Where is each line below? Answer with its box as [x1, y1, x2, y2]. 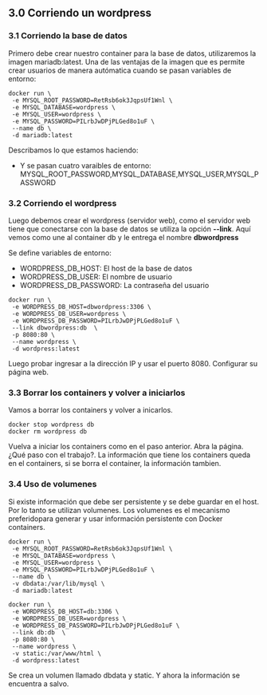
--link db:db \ [11, 628, 66, 637]
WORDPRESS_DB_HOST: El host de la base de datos [19, 263, 193, 273]
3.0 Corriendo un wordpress [8, 6, 151, 20]
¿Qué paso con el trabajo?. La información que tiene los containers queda [8, 450, 251, 460]
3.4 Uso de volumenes [8, 479, 97, 490]
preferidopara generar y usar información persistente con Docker [8, 514, 223, 523]
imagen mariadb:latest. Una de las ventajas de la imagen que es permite [8, 57, 245, 66]
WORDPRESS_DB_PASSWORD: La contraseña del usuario [19, 280, 210, 290]
